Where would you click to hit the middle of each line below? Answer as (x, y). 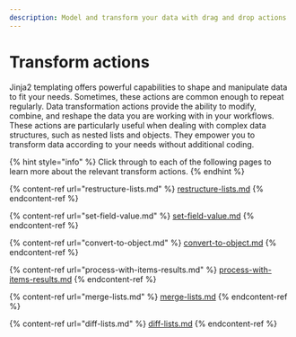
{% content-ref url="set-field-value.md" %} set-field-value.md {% (132, 216)
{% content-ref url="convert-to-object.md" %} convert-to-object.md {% (143, 243)
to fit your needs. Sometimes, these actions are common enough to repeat (147, 96)
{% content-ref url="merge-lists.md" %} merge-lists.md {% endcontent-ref (148, 297)
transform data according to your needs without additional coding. (132, 144)
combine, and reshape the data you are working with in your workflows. (142, 115)
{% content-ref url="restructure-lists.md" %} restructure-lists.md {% (137, 189)
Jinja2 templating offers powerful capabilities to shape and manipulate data (148, 87)
